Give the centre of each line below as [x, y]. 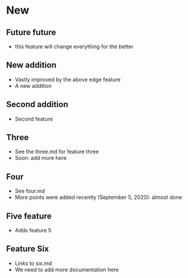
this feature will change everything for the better [74, 46]
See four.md [30, 191]
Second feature [34, 119]
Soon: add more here [41, 158]
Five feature [29, 216]
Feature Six [28, 249]
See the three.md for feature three [57, 151]
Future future [31, 32]
